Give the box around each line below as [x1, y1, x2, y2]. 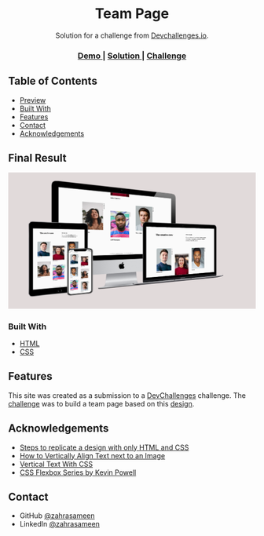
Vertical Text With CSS [19, 459, 93, 469]
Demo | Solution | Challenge [77, 50, 187, 61]
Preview [19, 95, 46, 104]
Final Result [8, 151, 67, 165]
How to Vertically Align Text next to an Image [19, 450, 166, 460]
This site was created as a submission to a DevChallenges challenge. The [8, 390, 246, 400]
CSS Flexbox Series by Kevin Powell [19, 468, 137, 477]
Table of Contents [8, 75, 98, 88]
